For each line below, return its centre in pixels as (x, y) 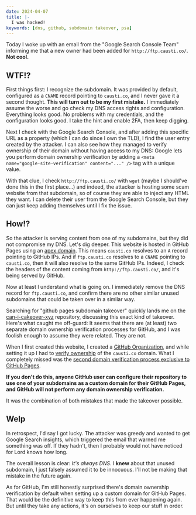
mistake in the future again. (39, 476)
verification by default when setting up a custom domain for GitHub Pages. (96, 493)
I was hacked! (28, 22)
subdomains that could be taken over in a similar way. (71, 299)
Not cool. (18, 57)
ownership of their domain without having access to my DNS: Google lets (94, 151)
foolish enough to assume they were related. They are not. (76, 335)
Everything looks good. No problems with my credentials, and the (85, 114)
